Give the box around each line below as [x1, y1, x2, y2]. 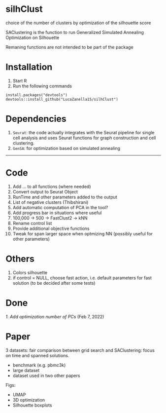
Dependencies [5, 113, 66, 124]
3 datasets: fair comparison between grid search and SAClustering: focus [5, 347, 155, 353]
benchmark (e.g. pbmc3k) [12, 362, 66, 368]
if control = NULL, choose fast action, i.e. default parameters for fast [12, 275, 152, 281]
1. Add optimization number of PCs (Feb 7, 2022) [5, 313, 104, 319]
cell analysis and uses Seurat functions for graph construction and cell [12, 135, 156, 141]
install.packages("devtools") [5, 92, 68, 97]
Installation [5, 62, 53, 73]
